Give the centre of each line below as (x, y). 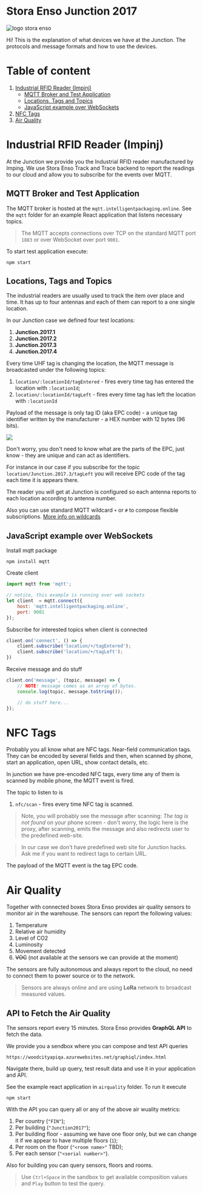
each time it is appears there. (43, 480)
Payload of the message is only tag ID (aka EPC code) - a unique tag (92, 413)
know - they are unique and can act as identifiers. (68, 455)
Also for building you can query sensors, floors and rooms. (80, 1165)
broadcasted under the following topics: (56, 370)
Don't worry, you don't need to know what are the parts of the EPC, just (95, 449)
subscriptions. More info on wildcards (54, 517)
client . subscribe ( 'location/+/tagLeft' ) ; (70, 652)
